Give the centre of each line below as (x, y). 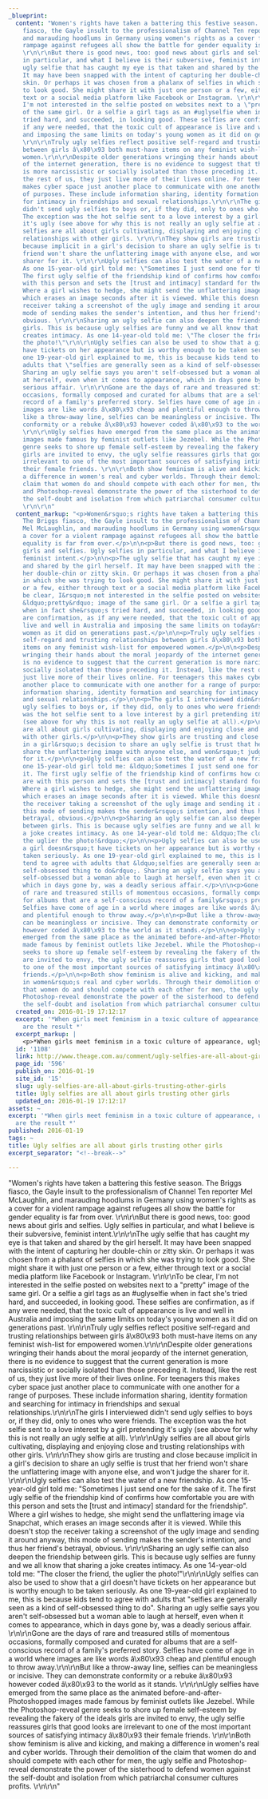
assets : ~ (25, 1108)
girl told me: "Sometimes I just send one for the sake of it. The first (147, 1489)
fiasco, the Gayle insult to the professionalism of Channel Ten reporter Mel (130, 1191)
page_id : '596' (41, 1064)
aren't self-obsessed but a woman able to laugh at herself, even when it (126, 1616)
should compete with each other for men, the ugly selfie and (108, 1761)
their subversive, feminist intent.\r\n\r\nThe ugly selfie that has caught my (129, 1234)
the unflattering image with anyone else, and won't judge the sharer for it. (129, 1471)
